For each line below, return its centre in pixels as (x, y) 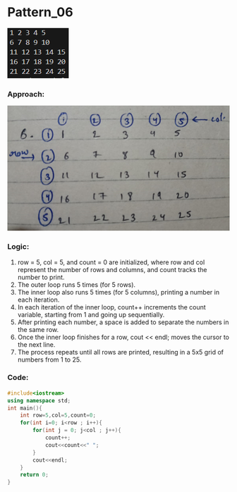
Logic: (18, 247)
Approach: (26, 94)
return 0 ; (35, 475)
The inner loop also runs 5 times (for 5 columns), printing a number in (119, 292)
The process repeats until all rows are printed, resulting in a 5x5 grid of (121, 352)
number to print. (41, 277)
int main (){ (25, 408)
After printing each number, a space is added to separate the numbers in (123, 322)
